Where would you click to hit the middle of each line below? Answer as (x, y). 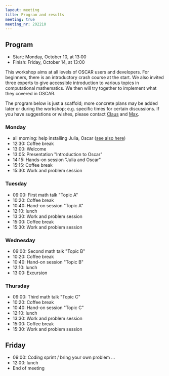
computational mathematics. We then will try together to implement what (81, 88)
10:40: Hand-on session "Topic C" (48, 308)
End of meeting (28, 368)
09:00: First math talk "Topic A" (45, 195)
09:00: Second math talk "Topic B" (49, 251)
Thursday (17, 286)
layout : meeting (22, 10)
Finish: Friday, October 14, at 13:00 (49, 62)
